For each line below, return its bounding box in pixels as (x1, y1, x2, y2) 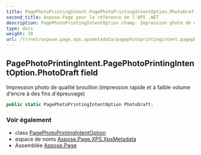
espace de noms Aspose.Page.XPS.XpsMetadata (14, 135, 136, 142)
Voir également (6, 116, 52, 124)
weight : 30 (6, 31, 33, 37)
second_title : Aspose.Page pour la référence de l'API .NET (6, 14, 160, 20)
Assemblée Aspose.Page (14, 141, 77, 149)
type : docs (6, 25, 33, 32)
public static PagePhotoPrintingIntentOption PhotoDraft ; (6, 101, 154, 107)
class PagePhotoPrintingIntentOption (14, 129, 106, 136)
